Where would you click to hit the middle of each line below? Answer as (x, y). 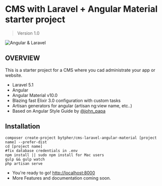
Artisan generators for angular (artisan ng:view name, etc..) (72, 106)
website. (14, 75)
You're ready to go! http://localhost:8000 (54, 173)
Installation (23, 126)
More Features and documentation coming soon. (62, 178)
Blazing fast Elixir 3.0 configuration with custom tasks (67, 100)
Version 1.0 (28, 33)
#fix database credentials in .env (41, 151)
